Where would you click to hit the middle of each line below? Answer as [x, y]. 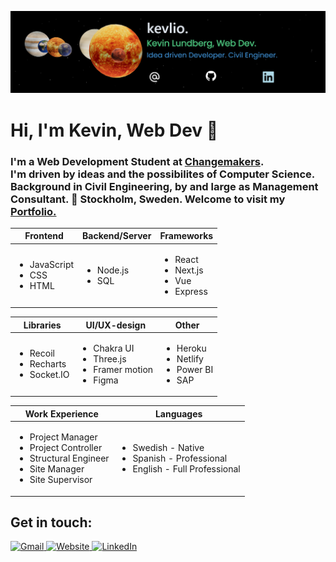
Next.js [189, 270]
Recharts [48, 364]
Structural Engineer [69, 458]
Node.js [113, 270]
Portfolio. [33, 211]
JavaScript [52, 265]
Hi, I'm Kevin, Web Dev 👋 [114, 130]
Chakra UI [114, 348]
